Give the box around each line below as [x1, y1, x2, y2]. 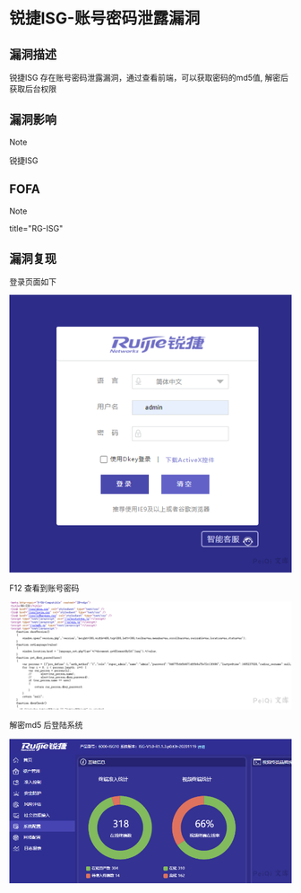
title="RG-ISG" [9, 223, 64, 233]
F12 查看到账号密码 [9, 582, 80, 593]
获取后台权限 [9, 83, 56, 94]
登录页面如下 [9, 276, 56, 287]
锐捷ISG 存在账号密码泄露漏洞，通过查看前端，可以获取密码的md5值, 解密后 [9, 73, 289, 83]
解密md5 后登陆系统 [9, 719, 83, 730]
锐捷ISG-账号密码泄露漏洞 [9, 8, 201, 29]
